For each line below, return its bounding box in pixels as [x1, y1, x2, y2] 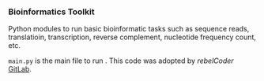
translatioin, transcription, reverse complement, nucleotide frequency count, [8, 32, 257, 42]
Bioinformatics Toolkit [8, 6, 95, 17]
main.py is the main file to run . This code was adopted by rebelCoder [8, 56, 235, 65]
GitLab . [8, 64, 32, 74]
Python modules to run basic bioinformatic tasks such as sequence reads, [8, 24, 250, 34]
